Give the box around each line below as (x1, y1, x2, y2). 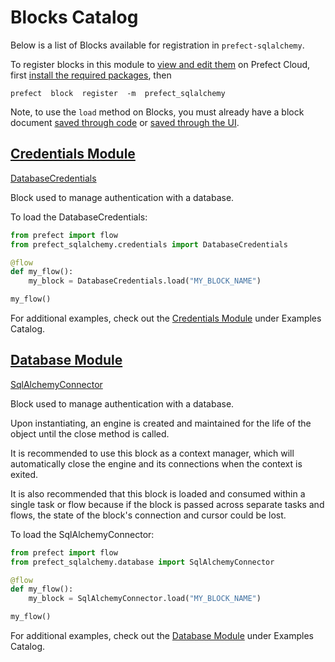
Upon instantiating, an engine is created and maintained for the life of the (10, 417, 312, 429)
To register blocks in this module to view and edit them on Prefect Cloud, (10, 58, 311, 70)
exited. (10, 468, 39, 480)
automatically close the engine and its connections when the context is (10, 457, 303, 470)
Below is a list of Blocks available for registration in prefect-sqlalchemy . (10, 39, 305, 51)
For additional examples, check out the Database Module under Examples (10, 630, 314, 642)
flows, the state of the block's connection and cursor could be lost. (10, 509, 287, 521)
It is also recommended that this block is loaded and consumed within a (10, 487, 306, 500)
